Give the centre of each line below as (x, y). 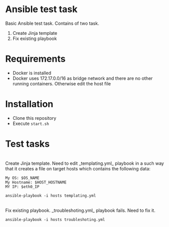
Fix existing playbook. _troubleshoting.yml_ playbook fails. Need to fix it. (80, 210)
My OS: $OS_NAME (22, 178)
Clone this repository (34, 118)
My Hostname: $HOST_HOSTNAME (36, 182)
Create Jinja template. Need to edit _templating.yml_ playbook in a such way (85, 163)
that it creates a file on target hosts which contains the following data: (78, 168)
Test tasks (27, 144)
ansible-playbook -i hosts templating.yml (51, 196)
